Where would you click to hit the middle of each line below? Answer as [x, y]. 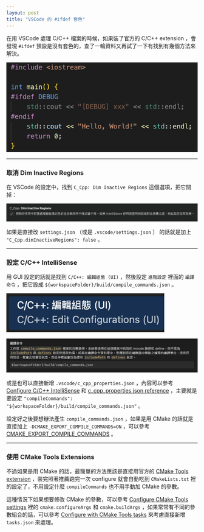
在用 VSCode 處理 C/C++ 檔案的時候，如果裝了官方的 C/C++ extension [95, 38]
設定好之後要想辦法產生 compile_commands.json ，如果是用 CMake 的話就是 [100, 419]
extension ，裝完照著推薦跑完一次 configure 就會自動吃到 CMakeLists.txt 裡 [101, 479]
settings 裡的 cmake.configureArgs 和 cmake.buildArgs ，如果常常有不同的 [98, 507]
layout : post [23, 13]
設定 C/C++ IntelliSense [42, 262]
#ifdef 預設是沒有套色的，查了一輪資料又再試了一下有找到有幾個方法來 [107, 46]
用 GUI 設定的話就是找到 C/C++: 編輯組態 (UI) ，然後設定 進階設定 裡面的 [95, 277]
